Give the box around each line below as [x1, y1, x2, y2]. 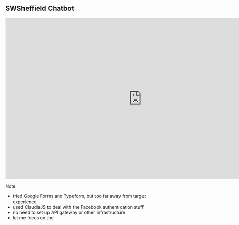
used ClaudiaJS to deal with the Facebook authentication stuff [12, 204, 144, 210]
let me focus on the [12, 214, 54, 221]
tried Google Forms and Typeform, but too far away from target [12, 193, 146, 199]
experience [12, 198, 37, 205]
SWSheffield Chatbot [5, 4, 75, 13]
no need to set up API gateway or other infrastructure [12, 209, 125, 215]
